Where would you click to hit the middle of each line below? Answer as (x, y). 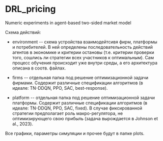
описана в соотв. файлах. (39, 68)
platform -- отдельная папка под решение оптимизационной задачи (83, 98)
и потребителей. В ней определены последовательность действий (82, 47)
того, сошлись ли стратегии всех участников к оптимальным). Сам (83, 57)
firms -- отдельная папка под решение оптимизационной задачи (80, 77)
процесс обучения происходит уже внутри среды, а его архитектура (85, 63)
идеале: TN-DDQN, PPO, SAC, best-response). (60, 88)
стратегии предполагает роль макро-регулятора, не (68, 113)
